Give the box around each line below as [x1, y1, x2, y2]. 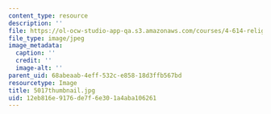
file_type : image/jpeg [8, 34, 85, 43]
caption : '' [15, 49, 56, 57]
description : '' [8, 19, 63, 27]
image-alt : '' [15, 64, 63, 72]
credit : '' [15, 57, 52, 65]
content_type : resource [8, 11, 89, 20]
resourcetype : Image [8, 79, 78, 87]
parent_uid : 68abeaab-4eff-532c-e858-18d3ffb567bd [8, 71, 182, 79]
